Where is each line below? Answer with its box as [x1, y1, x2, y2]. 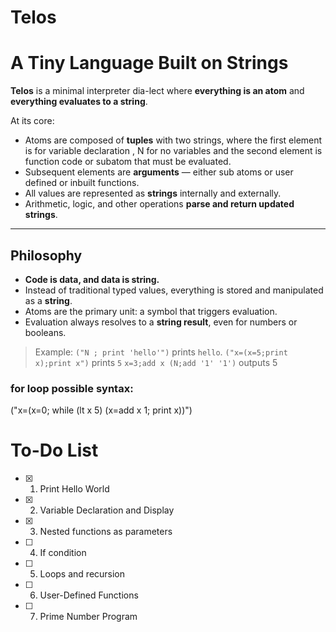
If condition [39, 547, 87, 559]
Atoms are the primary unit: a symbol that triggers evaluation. [24, 305, 278, 317]
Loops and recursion [39, 568, 126, 580]
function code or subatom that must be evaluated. [24, 156, 232, 168]
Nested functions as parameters [39, 526, 173, 538]
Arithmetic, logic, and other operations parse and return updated [24, 198, 295, 210]
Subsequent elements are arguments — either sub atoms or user [24, 166, 294, 178]
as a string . [24, 294, 73, 306]
